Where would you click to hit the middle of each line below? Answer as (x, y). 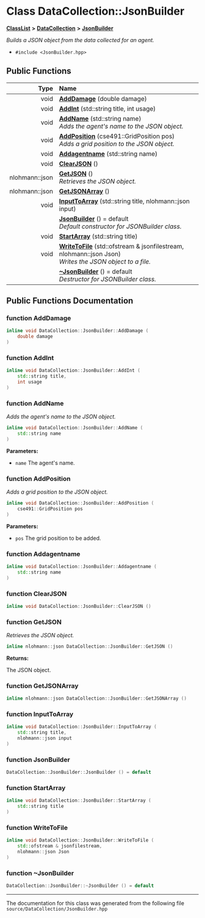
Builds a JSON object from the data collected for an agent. (80, 40)
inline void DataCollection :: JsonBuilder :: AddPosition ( (80, 503)
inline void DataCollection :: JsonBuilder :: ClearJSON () (79, 606)
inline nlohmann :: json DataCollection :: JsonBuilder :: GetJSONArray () (97, 698)
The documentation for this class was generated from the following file (95, 903)
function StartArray (36, 788)
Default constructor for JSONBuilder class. (120, 226)
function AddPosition (39, 478)
